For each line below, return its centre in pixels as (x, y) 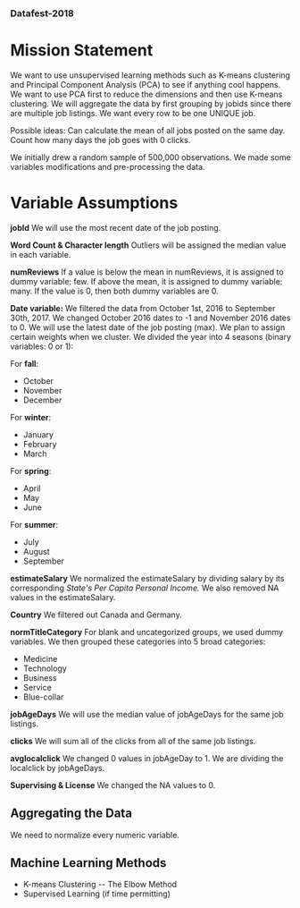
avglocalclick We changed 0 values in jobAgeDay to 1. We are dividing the (147, 758)
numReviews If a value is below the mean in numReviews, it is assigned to (147, 272)
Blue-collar (43, 697)
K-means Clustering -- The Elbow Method (100, 885)
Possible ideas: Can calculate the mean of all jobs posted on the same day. (148, 130)
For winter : (31, 417)
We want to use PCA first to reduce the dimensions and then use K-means (146, 94)
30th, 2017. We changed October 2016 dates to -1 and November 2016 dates (150, 318)
